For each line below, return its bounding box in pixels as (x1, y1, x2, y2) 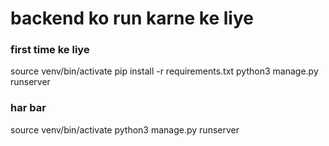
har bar (10, 101, 47, 115)
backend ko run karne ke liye (10, 7, 254, 30)
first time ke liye (10, 43, 90, 57)
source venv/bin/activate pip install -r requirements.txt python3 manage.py (10, 65, 319, 77)
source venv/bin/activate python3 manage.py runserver (10, 123, 240, 136)
